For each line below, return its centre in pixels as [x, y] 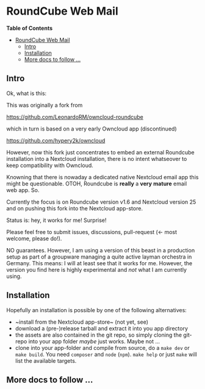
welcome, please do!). [34, 238]
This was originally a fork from [45, 105]
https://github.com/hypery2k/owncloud [56, 140]
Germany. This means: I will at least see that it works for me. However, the [99, 263]
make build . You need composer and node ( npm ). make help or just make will [106, 354]
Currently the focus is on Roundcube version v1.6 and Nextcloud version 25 [101, 202]
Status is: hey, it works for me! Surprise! [56, 220]
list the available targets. [46, 360]
